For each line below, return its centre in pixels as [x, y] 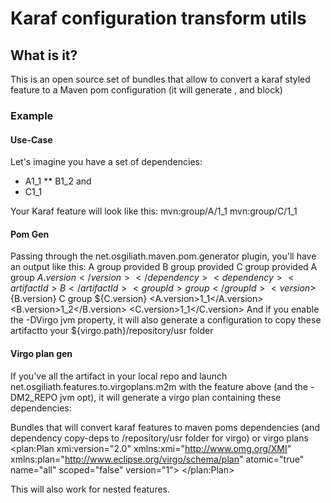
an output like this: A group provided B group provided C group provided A [164, 267]
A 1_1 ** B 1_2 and [58, 181]
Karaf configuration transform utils [158, 18]
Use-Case [31, 139]
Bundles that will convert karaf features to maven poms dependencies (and [165, 427]
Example [32, 115]
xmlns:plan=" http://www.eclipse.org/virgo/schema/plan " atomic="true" [157, 459]
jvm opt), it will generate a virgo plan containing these [170, 397]
